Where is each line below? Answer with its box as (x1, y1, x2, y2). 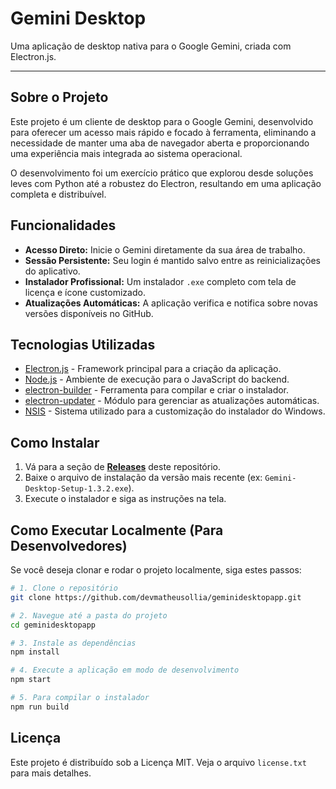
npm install (10, 647, 60, 657)
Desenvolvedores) (10, 537, 128, 554)
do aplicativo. (24, 265, 81, 277)
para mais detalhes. (10, 767, 92, 779)
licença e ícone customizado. (24, 286, 146, 298)
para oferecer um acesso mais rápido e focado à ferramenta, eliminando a (10, 126, 317, 138)
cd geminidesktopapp (10, 620, 97, 630)
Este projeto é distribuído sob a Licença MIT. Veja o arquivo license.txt (10, 756, 307, 768)
